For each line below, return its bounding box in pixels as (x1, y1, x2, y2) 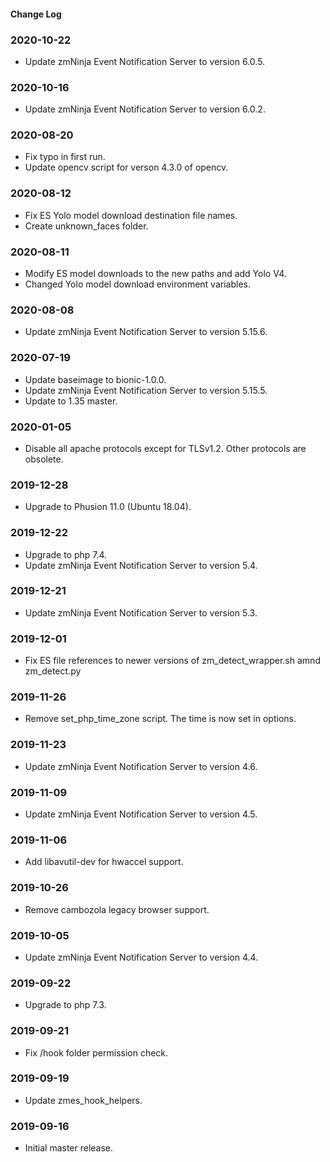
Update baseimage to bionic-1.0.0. (24, 373, 167, 385)
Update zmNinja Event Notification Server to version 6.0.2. (24, 103, 266, 115)
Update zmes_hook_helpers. (24, 1094, 143, 1106)
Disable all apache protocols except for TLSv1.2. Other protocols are (24, 442, 307, 454)
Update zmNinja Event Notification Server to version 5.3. (24, 606, 258, 619)
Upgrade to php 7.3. (24, 999, 107, 1011)
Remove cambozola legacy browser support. (24, 903, 210, 915)
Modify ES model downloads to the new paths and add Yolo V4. (24, 268, 287, 280)
